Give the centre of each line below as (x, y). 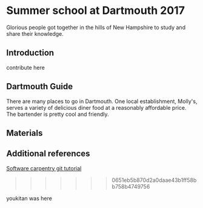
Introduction (30, 53)
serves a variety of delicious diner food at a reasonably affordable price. (96, 107)
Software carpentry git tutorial (44, 168)
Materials (25, 133)
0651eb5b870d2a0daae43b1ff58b (154, 180)
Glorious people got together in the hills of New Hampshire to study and (96, 27)
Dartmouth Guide (40, 86)
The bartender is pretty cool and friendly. (58, 114)
